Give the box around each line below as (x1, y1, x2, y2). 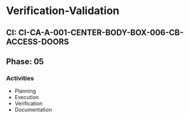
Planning (14, 87, 36, 95)
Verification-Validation (6, 4, 120, 18)
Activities (6, 74, 34, 82)
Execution (14, 94, 39, 101)
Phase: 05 (6, 56, 44, 66)
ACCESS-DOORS (6, 36, 69, 46)
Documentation (14, 106, 52, 113)
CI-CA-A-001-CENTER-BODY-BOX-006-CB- (18, 28, 184, 38)
